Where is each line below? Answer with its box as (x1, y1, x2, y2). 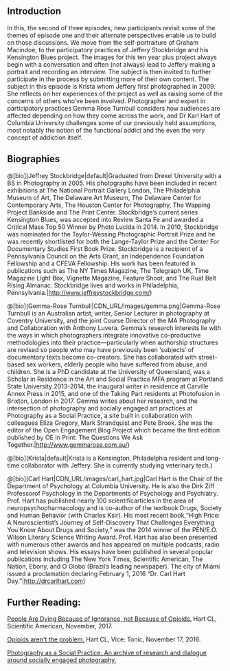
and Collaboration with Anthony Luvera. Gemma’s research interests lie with (7, 323, 222, 332)
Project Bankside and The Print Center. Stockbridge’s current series (7, 208, 198, 216)
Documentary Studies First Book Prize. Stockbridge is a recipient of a (7, 244, 203, 253)
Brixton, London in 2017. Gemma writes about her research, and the (7, 397, 198, 405)
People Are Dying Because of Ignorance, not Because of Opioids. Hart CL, (7, 615, 218, 623)
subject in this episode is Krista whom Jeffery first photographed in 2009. (7, 82, 216, 90)
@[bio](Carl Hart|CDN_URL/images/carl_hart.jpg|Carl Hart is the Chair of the (7, 474, 223, 483)
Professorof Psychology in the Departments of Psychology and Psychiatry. (7, 489, 218, 497)
